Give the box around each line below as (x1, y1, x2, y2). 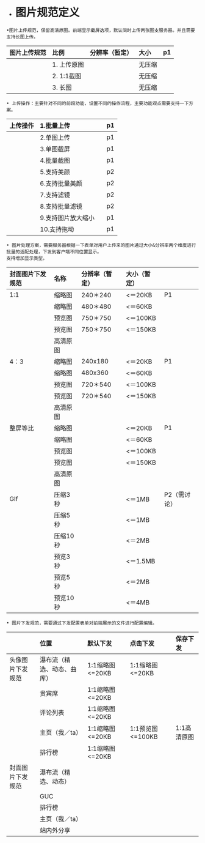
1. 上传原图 (52, 60, 84, 69)
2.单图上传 (40, 133, 70, 141)
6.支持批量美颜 (40, 179, 82, 187)
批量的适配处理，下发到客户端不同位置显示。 (6, 248, 102, 254)
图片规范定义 (15, 6, 80, 20)
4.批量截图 (40, 156, 70, 165)
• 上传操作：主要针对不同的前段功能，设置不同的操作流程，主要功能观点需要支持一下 (6, 100, 189, 106)
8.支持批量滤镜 (40, 202, 82, 210)
